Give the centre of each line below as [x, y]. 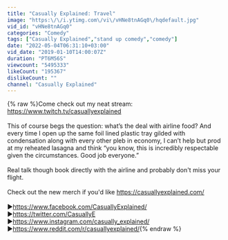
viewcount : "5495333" [38, 65]
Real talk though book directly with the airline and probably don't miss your [114, 170]
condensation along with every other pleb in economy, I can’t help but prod [114, 141]
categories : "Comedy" [38, 33]
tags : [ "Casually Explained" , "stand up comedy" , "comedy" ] [92, 39]
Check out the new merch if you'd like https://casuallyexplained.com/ [106, 192]
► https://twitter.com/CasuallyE [51, 214]
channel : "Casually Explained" [52, 84]
